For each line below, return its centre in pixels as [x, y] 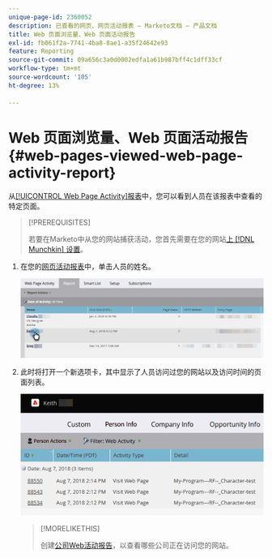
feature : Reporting [41, 52]
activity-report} [62, 172]
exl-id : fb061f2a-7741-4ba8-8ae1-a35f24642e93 [88, 43]
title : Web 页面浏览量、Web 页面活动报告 [72, 34]
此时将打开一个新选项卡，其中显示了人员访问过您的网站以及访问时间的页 [140, 371]
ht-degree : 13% [34, 85]
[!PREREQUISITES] [59, 222]
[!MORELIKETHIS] [70, 528]
